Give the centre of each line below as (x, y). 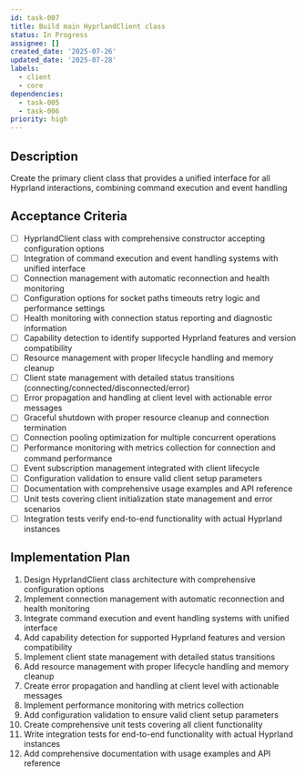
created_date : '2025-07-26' (64, 52)
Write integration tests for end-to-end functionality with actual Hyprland (158, 734)
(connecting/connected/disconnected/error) (107, 388)
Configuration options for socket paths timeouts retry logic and (142, 297)
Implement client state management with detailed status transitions (149, 657)
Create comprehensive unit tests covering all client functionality (143, 724)
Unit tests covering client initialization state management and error (148, 499)
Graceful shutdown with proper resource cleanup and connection (146, 418)
